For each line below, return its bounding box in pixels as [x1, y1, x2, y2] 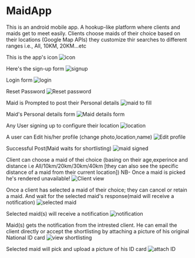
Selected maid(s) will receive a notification [6, 210, 109, 217]
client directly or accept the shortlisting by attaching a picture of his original [6, 227, 189, 234]
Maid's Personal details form [6, 110, 75, 118]
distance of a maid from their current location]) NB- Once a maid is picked [6, 169, 186, 176]
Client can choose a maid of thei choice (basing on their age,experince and [6, 156, 188, 163]
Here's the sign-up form [6, 65, 65, 72]
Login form [6, 76, 33, 83]
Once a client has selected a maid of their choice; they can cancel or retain [6, 186, 188, 193]
